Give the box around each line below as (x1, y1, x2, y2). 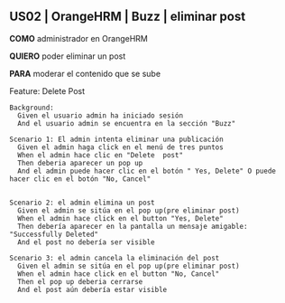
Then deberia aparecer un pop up (17, 158, 143, 167)
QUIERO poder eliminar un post (9, 51, 126, 62)
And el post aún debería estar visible (17, 285, 168, 294)
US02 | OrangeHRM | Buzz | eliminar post (9, 9, 246, 24)
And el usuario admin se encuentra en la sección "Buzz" (17, 118, 236, 128)
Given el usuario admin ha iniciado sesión (17, 110, 183, 120)
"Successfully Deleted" (9, 230, 99, 239)
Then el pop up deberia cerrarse (17, 277, 143, 286)
